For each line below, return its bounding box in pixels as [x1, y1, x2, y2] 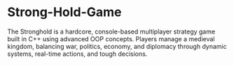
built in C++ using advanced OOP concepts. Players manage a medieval [7, 34, 215, 43]
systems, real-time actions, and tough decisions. [7, 50, 148, 58]
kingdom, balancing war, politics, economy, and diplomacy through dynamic [7, 42, 227, 50]
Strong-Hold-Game [7, 4, 122, 20]
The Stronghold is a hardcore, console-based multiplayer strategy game [7, 27, 216, 36]
